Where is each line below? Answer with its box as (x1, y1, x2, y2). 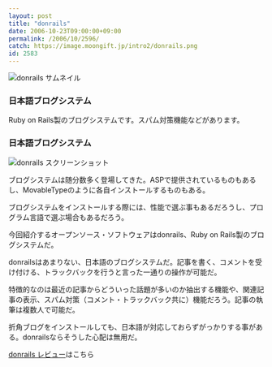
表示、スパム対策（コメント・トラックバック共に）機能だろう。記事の (22, 294, 257, 304)
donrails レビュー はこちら (8, 349, 95, 359)
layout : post (8, 11, 53, 20)
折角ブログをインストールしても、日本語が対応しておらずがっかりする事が (8, 322, 257, 331)
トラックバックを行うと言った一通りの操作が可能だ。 (43, 267, 222, 277)
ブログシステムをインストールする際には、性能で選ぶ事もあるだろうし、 (8, 202, 250, 212)
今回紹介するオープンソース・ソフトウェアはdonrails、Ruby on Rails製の (8, 229, 250, 240)
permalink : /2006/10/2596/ (8, 34, 100, 43)
